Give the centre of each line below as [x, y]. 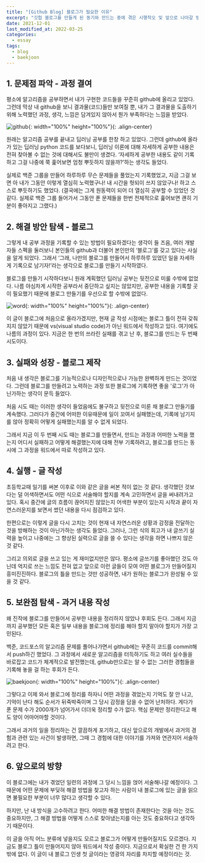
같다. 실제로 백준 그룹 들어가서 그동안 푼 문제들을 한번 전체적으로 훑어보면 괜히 [99, 198]
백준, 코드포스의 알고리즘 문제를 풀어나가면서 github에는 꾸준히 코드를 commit [99, 646]
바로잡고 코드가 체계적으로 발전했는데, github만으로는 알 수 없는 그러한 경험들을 [101, 662]
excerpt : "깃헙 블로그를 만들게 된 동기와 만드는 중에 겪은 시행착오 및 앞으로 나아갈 [100, 18]
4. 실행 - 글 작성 [34, 471]
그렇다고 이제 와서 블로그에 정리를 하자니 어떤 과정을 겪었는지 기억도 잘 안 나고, [100, 694]
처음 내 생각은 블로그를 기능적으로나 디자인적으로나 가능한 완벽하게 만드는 [94, 378]
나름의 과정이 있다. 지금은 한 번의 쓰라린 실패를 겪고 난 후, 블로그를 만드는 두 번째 [102, 334]
